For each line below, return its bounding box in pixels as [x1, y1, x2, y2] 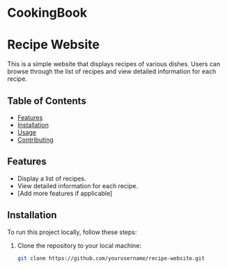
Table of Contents [7, 95, 87, 107]
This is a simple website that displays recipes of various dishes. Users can [7, 60, 221, 68]
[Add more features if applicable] [17, 189, 113, 197]
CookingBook [7, 5, 88, 21]
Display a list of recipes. [17, 174, 86, 183]
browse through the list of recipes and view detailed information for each [7, 68, 217, 76]
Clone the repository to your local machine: [17, 241, 141, 249]
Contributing [17, 135, 54, 144]
